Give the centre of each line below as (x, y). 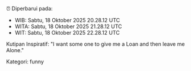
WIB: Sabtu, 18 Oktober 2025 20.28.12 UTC (67, 20)
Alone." (15, 50)
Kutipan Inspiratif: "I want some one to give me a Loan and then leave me (95, 44)
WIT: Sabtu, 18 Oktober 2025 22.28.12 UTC (67, 33)
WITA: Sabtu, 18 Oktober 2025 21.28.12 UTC (69, 26)
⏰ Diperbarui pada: (30, 9)
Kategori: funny (25, 62)
